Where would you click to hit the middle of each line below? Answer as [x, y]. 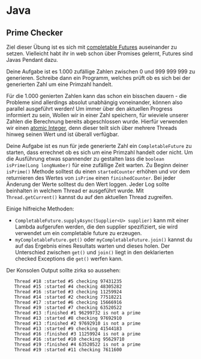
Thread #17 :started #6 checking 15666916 [68, 302]
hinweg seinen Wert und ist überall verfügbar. [63, 134]
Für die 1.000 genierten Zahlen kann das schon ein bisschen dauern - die [97, 96]
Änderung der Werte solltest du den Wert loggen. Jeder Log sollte [88, 184]
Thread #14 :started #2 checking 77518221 [68, 297]
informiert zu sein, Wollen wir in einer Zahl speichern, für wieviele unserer [97, 115]
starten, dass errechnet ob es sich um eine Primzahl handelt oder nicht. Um [100, 152]
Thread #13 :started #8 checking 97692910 [68, 318]
